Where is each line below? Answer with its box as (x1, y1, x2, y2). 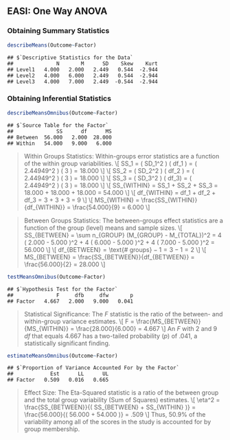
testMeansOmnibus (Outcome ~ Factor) (7, 273, 106, 280)
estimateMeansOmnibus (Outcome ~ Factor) (7, 352, 118, 359)
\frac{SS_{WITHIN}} (141, 196, 198, 204)
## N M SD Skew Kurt (7, 60, 158, 67)
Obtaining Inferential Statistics (7, 94, 112, 104)
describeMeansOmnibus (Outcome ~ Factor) (7, 109, 118, 116)
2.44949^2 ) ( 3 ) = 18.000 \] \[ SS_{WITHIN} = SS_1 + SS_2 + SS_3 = (23, 181, 218, 189)
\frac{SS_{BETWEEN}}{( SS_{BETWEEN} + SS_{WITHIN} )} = (23, 403, 196, 411)
